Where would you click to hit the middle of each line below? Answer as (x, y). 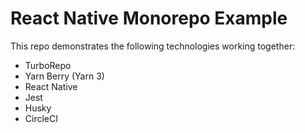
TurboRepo (48, 65)
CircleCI (41, 118)
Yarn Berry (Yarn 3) (64, 76)
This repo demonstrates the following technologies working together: (153, 46)
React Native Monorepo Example (149, 18)
